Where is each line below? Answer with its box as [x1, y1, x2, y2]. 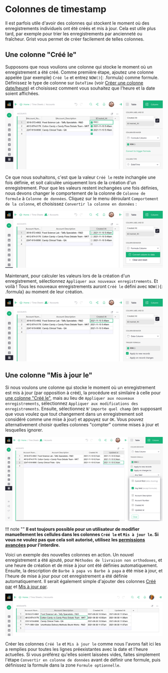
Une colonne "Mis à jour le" [5, 371, 92, 380]
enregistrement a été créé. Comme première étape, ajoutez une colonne [5, 69, 154, 75]
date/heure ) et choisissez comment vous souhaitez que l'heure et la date [5, 85, 155, 91]
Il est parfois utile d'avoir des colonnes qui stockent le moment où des [5, 20, 149, 26]
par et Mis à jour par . [5, 583, 48, 589]
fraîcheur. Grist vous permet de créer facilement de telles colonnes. [5, 36, 144, 42]
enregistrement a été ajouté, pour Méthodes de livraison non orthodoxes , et [5, 557, 162, 563]
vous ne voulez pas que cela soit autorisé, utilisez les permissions [5, 536, 145, 542]
